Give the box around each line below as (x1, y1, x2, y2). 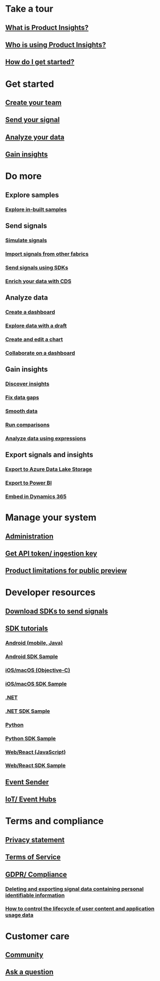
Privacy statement (5, 835, 65, 844)
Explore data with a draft (5, 322, 67, 329)
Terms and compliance (5, 815, 104, 827)
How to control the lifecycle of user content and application (5, 905, 155, 912)
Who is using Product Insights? (5, 40, 106, 49)
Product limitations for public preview (5, 566, 127, 575)
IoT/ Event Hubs (5, 795, 57, 804)
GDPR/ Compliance (5, 870, 67, 879)
